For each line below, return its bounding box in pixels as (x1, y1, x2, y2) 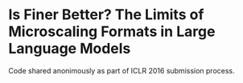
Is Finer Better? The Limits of (8, 6, 204, 24)
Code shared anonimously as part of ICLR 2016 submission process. (8, 65, 235, 75)
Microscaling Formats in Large (8, 22, 216, 41)
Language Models (8, 40, 131, 57)
